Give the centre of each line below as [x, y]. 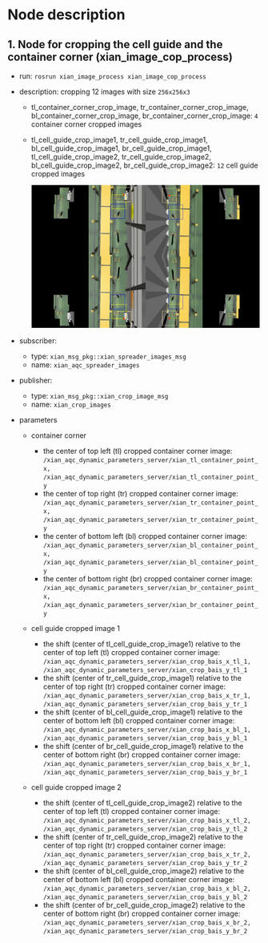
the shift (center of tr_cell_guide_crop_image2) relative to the [143, 837]
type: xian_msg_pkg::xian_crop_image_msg [100, 396]
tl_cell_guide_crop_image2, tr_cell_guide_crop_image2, [121, 157]
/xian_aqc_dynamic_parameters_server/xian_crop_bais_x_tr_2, [147, 855]
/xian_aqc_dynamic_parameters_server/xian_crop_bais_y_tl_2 [145, 829]
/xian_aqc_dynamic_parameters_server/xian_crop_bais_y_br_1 [145, 773]
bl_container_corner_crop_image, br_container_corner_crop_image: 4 [144, 115]
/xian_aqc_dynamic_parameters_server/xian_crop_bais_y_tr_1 [145, 704]
